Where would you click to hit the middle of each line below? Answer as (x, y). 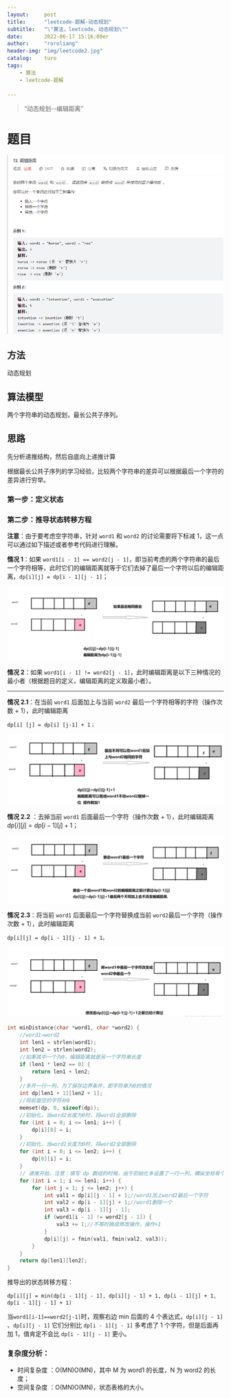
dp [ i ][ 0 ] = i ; (52, 1130)
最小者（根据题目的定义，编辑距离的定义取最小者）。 (81, 680)
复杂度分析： (29, 1354)
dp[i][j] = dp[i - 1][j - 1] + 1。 (57, 938)
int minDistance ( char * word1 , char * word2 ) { (73, 1028)
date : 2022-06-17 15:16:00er (58, 37)
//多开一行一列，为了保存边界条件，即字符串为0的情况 (86, 1086)
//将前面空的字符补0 (45, 1101)
